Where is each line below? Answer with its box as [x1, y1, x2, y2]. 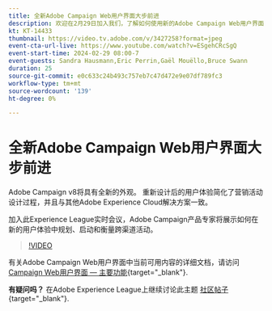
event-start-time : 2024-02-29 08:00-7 [8, 49, 139, 57]
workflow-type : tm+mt [8, 79, 82, 87]
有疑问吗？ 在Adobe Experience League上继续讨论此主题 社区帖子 [8, 284, 229, 295]
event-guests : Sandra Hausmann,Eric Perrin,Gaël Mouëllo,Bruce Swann [8, 57, 249, 65]
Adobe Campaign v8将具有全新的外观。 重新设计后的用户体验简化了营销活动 [8, 187, 263, 197]
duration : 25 [8, 65, 53, 73]
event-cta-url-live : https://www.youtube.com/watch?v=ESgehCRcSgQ [8, 42, 237, 50]
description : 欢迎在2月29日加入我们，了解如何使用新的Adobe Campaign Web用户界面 [8, 19, 265, 27]
